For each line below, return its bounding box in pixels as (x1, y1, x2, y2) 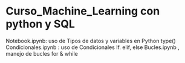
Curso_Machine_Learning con (5, 4, 160, 18)
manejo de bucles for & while (5, 50, 78, 57)
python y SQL (5, 17, 75, 31)
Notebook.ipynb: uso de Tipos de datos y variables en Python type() (5, 37, 176, 44)
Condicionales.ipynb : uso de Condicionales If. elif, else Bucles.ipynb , (5, 44, 180, 51)
